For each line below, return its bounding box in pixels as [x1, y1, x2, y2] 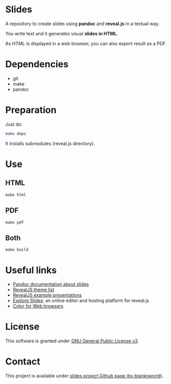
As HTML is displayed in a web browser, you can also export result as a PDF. [5, 40, 167, 47]
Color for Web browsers [12, 303, 63, 309]
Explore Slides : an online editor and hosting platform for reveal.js [12, 297, 149, 304]
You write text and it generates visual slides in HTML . [5, 30, 118, 36]
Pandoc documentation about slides [12, 281, 89, 288]
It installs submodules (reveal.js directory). [5, 140, 95, 147]
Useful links [5, 264, 57, 276]
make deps [5, 131, 27, 136]
